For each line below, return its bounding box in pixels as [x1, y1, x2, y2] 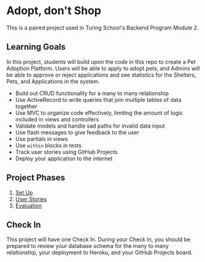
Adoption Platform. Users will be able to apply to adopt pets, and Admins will [6, 64, 200, 72]
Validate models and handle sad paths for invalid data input [15, 122, 165, 129]
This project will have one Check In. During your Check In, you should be [6, 236, 191, 243]
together [15, 102, 37, 110]
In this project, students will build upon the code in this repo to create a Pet [6, 58, 196, 65]
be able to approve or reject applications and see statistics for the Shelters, [6, 71, 196, 79]
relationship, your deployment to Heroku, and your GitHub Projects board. [6, 249, 193, 256]
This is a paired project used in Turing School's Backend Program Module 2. [6, 24, 199, 31]
